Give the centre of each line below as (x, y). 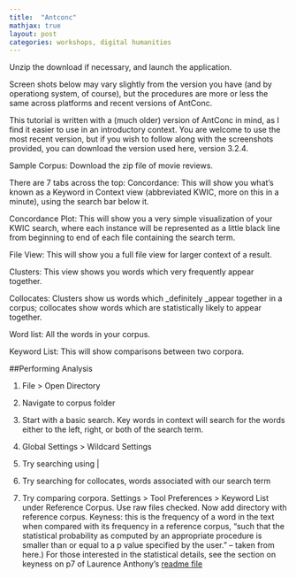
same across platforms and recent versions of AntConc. (111, 104)
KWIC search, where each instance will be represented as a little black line (145, 228)
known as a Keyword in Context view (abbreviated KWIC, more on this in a (144, 192)
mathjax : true (35, 26)
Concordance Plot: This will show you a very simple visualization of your (141, 219)
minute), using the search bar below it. (79, 202)
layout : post (33, 34)
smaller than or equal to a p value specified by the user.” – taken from (148, 545)
